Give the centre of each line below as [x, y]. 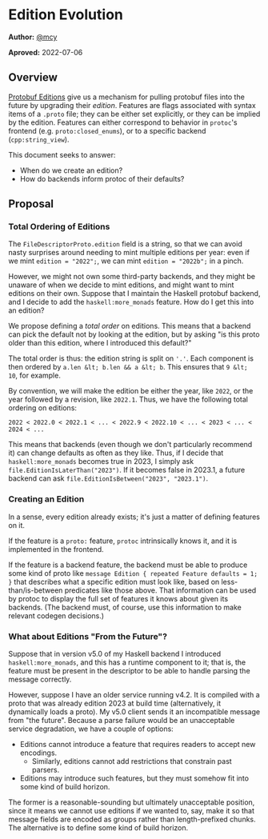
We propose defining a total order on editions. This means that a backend [130, 326]
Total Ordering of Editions [59, 227]
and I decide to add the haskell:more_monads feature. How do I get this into [131, 302]
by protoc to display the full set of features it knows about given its [118, 598]
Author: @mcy [33, 37]
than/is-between [36, 590]
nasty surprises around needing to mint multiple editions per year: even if [129, 253]
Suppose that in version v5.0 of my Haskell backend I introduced [115, 654]
